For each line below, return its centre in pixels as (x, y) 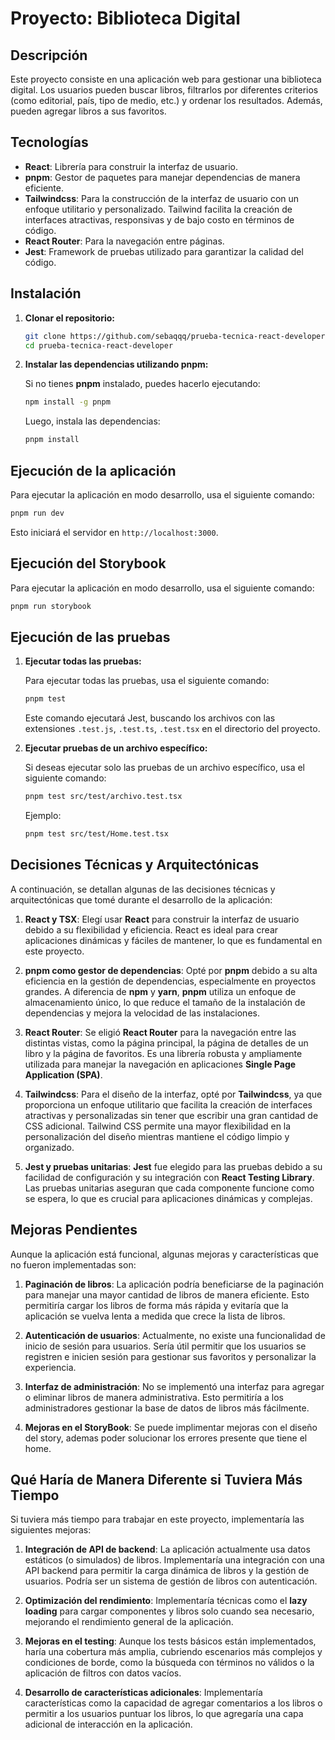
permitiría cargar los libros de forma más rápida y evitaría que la (156, 1305)
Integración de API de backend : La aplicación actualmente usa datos (167, 1549)
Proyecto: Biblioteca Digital (125, 18)
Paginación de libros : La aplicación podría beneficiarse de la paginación (174, 1284)
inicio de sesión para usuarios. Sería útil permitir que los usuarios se (165, 1346)
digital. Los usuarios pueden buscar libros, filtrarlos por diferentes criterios (164, 90)
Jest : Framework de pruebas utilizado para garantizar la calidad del (164, 251)
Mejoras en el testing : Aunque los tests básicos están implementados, (170, 1641)
